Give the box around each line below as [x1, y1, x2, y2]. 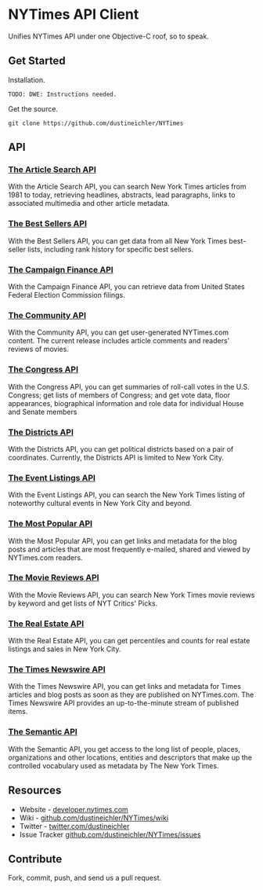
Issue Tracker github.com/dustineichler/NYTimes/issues [19, 830, 201, 839]
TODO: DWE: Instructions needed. [8, 90, 117, 98]
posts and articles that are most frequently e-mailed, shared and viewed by [8, 544, 250, 554]
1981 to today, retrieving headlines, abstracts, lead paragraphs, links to [8, 190, 236, 200]
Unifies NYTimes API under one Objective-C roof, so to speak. [8, 31, 209, 41]
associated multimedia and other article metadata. [8, 199, 170, 208]
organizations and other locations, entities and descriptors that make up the [8, 753, 253, 762]
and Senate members [8, 407, 77, 416]
